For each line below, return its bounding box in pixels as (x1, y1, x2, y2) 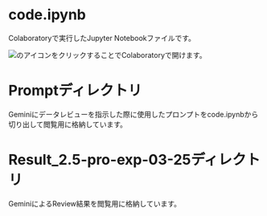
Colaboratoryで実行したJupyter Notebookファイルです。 (8, 33, 195, 43)
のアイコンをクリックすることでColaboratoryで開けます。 (16, 50, 207, 59)
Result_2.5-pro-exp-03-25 (8, 151, 191, 169)
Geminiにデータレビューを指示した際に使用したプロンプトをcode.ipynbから (8, 109, 259, 119)
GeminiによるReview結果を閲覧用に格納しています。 (8, 198, 182, 208)
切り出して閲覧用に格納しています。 (8, 119, 127, 129)
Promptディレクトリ (8, 82, 142, 100)
